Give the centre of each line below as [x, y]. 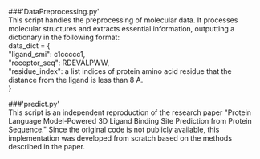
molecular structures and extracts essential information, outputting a [122, 29]
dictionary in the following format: [64, 37]
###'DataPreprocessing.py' [54, 12]
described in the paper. [47, 147]
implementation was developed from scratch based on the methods [120, 138]
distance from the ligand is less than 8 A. [76, 80]
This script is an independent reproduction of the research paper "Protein [130, 112]
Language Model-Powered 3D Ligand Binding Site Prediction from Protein [130, 121]
